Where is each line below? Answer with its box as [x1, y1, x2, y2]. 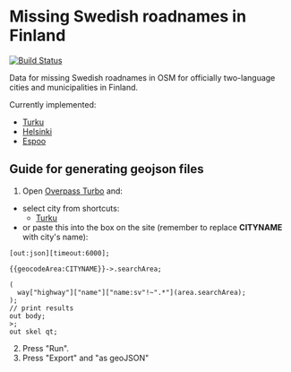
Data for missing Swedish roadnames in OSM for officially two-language [9, 72, 276, 82]
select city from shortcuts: [21, 203, 120, 213]
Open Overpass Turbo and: [21, 186, 124, 196]
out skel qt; [9, 327, 58, 336]
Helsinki [21, 125, 52, 136]
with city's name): [21, 231, 89, 242]
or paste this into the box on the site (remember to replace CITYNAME [21, 221, 283, 232]
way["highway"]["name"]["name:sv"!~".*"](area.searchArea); [17, 288, 246, 297]
